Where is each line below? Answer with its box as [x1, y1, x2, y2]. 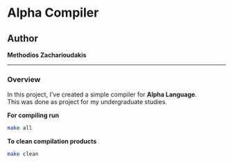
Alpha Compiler [7, 5, 99, 21]
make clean [7, 151, 39, 157]
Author [7, 33, 38, 44]
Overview [7, 74, 41, 84]
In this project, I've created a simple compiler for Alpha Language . [7, 90, 198, 98]
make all [7, 125, 33, 132]
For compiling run [7, 111, 60, 119]
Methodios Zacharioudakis [7, 51, 87, 59]
